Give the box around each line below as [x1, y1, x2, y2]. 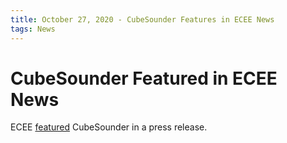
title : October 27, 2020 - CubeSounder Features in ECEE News [10, 14, 275, 25]
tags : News [10, 24, 56, 34]
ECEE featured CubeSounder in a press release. [10, 121, 208, 133]
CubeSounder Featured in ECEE [10, 67, 278, 90]
